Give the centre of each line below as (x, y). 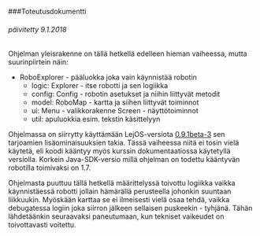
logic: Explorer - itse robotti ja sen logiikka (100, 86)
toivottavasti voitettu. (42, 225)
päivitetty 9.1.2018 (37, 29)
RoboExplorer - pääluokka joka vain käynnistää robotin (108, 77)
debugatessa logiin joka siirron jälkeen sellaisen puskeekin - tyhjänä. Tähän (130, 208)
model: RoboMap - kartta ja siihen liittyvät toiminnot (115, 102)
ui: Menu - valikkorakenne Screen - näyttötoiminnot (115, 111)
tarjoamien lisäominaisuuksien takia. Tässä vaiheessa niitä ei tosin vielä (124, 143)
